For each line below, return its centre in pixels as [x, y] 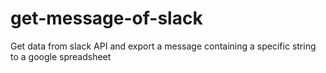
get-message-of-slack [106, 18]
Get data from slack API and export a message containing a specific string [163, 46]
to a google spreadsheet [61, 56]
